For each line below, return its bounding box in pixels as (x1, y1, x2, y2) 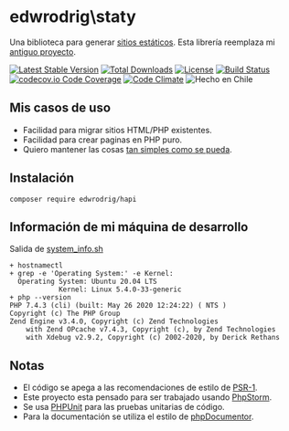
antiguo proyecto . (9, 46, 76, 57)
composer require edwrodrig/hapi (9, 194, 137, 204)
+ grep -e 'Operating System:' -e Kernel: (9, 269, 174, 279)
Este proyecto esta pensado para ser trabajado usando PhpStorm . (22, 392, 273, 403)
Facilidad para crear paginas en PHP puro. (22, 134, 183, 145)
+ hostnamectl (9, 261, 64, 270)
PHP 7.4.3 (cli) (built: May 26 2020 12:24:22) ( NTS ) (9, 301, 227, 310)
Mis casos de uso (9, 100, 112, 116)
